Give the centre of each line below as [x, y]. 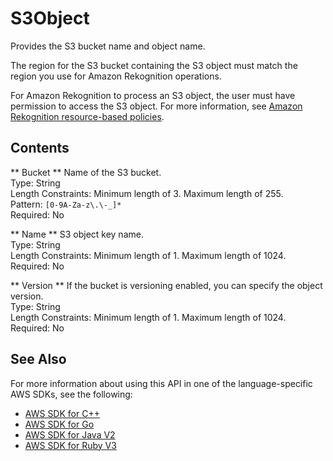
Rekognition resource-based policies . [87, 116]
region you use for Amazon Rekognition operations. [116, 76]
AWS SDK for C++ [62, 413]
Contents [40, 148]
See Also [38, 359]
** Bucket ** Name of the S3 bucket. [86, 172]
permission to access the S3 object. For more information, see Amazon [156, 106]
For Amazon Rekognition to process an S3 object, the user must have [153, 95]
